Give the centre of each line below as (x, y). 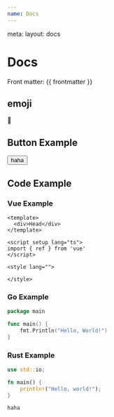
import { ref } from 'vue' (47, 249)
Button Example (43, 142)
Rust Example (31, 355)
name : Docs (23, 14)
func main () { (28, 324)
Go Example (28, 297)
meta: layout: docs (34, 34)
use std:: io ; (26, 369)
